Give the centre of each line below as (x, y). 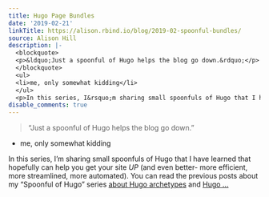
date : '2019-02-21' (41, 23)
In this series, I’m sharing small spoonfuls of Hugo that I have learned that (130, 159)
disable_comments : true (48, 105)
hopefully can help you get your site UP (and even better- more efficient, (128, 167)
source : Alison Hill (43, 38)
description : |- (35, 46)
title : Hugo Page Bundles (51, 16)
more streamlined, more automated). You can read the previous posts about (133, 176)
